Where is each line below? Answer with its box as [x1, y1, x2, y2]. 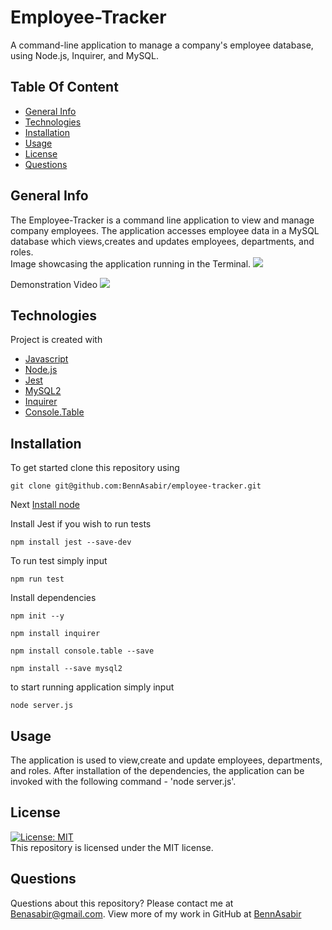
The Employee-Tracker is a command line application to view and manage [10, 214, 315, 226]
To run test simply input [10, 555, 108, 567]
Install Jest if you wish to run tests [10, 518, 152, 530]
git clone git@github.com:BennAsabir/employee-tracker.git [10, 481, 262, 491]
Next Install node [10, 499, 80, 511]
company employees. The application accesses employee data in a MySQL [10, 224, 320, 236]
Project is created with [10, 334, 103, 346]
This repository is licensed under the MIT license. [10, 841, 214, 853]
